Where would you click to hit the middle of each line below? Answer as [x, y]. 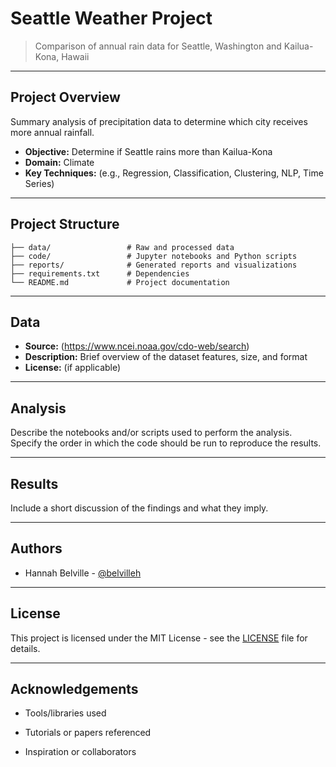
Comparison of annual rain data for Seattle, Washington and [158, 46]
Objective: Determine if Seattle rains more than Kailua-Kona [148, 151]
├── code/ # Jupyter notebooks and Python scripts [154, 256]
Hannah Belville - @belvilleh [83, 573]
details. [25, 648]
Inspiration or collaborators [80, 752]
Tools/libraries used [65, 713]
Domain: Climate [59, 162]
